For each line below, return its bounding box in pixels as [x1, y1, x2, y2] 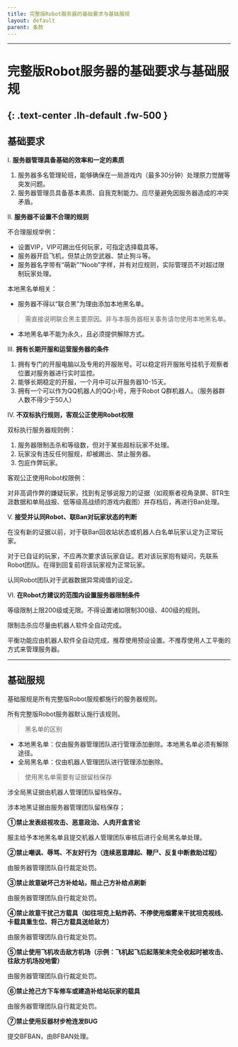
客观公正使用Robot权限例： [7, 473, 87, 482]
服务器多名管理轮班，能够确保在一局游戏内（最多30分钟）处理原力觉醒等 [17, 170, 231, 179]
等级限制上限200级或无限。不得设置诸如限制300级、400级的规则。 [7, 605, 204, 614]
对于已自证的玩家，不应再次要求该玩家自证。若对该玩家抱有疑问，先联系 [7, 551, 218, 560]
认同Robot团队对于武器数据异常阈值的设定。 [7, 575, 137, 584]
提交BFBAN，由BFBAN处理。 [7, 1031, 93, 1041]
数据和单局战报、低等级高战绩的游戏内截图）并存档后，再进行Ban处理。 [13, 497, 224, 506]
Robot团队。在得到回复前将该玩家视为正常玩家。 [7, 560, 149, 569]
